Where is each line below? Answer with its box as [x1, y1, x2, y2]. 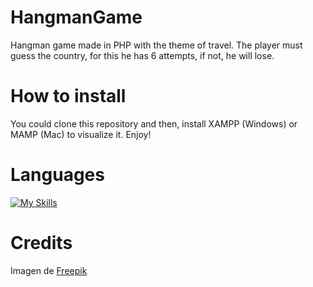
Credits [10, 232, 73, 254]
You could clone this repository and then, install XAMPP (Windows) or [10, 117, 298, 130]
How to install [10, 85, 127, 108]
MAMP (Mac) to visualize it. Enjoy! [10, 128, 152, 140]
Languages [10, 164, 105, 186]
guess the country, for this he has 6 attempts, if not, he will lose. [10, 49, 275, 61]
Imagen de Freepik [10, 264, 88, 276]
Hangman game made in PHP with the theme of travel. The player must [10, 39, 303, 51]
